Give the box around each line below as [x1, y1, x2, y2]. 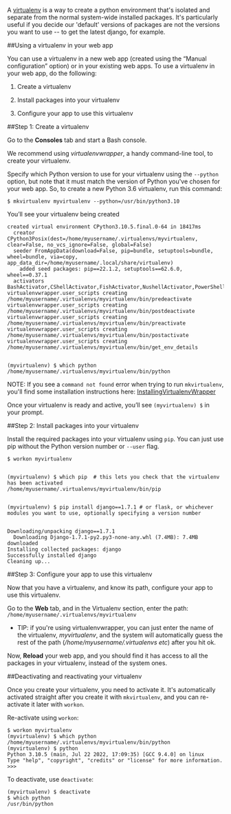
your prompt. [7, 408, 44, 416]
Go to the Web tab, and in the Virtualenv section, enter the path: [7, 604, 189, 612]
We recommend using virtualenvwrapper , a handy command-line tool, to [7, 150, 213, 157]
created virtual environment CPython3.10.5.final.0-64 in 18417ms [7, 223, 201, 230]
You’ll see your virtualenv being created [7, 210, 120, 218]
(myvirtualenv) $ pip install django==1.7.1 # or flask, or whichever [7, 504, 214, 511]
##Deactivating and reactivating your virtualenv [7, 672, 142, 680]
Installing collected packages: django [7, 546, 122, 553]
